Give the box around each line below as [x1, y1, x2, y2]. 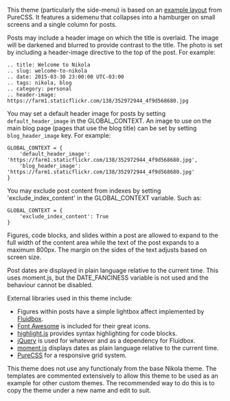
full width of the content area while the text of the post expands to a [7, 239, 199, 246]
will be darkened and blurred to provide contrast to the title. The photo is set [7, 41, 223, 49]
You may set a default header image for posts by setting [7, 110, 166, 117]
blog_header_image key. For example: [7, 132, 111, 139]
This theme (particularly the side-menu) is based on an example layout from [7, 6, 222, 14]
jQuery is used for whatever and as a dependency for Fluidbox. [16, 337, 196, 345]
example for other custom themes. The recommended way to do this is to [7, 379, 215, 387]
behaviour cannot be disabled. [7, 281, 93, 289]
